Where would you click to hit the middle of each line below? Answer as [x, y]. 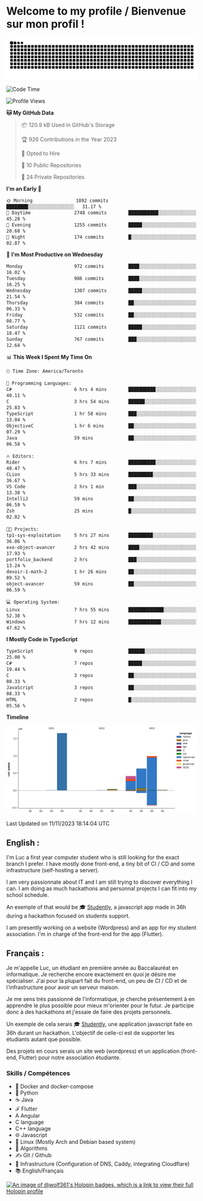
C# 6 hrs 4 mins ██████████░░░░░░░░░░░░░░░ [101, 389]
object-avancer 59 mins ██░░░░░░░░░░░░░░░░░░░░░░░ [101, 584]
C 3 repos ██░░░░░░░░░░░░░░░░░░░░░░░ [101, 675]
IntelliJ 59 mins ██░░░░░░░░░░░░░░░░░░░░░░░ [101, 499]
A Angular [28, 1116]
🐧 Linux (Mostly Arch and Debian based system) [75, 1142]
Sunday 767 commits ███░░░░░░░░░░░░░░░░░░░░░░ [101, 339]
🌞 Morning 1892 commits [58, 201]
